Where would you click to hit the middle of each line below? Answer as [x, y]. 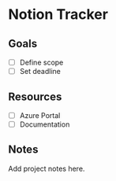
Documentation [45, 124]
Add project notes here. [47, 168]
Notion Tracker [58, 15]
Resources [35, 96]
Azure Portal [40, 115]
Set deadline [40, 72]
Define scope [41, 62]
